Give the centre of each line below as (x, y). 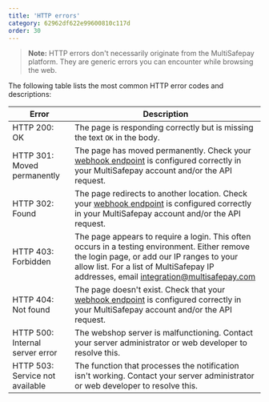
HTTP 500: (33, 333)
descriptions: (30, 94)
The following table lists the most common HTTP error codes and (116, 86)
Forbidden (32, 262)
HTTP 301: (33, 155)
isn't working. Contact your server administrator (165, 376)
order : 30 (25, 30)
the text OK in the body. (117, 138)
